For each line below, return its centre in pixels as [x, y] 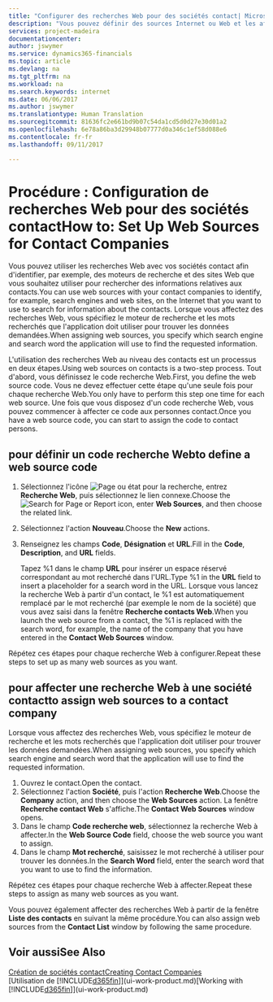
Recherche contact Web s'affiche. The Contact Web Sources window [137, 809]
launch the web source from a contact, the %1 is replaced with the [131, 621]
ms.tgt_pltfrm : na [39, 76]
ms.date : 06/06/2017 [43, 99]
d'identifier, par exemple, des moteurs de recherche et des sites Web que [131, 275]
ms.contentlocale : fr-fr [50, 137]
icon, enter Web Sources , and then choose [190, 504]
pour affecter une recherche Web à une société [130, 688]
